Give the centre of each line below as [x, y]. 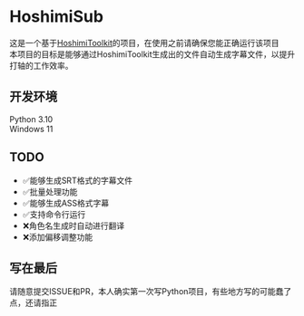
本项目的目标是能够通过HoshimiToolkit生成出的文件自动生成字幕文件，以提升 [152, 54]
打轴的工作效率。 [41, 65]
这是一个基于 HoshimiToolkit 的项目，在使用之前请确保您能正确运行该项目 [144, 43]
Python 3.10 [31, 119]
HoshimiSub [57, 17]
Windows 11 [31, 129]
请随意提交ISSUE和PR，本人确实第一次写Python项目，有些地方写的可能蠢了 [151, 292]
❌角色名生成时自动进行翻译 [74, 225]
